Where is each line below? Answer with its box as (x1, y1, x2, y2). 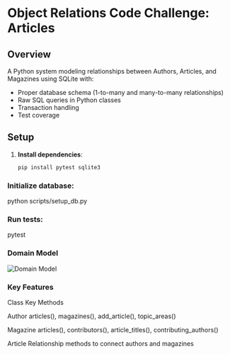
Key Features (7, 282, 54, 292)
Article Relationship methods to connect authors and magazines (7, 339, 195, 348)
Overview (7, 48, 52, 60)
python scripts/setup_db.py (7, 196, 88, 205)
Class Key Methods (7, 298, 64, 306)
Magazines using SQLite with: (7, 74, 94, 83)
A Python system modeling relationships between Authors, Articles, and (7, 67, 217, 75)
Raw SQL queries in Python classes (17, 96, 122, 104)
